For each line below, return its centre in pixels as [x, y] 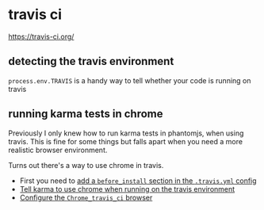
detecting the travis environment [91, 61]
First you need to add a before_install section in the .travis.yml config [138, 181]
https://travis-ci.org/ [41, 36]
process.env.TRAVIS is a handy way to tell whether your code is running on [130, 80]
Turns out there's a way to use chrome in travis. [86, 165]
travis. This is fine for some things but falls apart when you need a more [126, 141]
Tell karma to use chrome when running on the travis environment [127, 189]
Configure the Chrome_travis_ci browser [86, 197]
